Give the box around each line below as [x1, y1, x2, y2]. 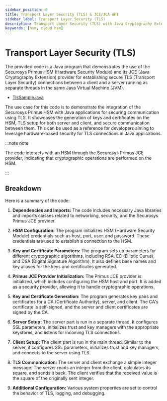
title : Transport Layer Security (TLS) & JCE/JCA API [5, 12, 119, 17]
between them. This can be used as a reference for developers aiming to [5, 125, 154, 131]
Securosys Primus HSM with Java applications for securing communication [5, 109, 159, 115]
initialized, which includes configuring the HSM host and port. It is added [12, 278, 162, 284]
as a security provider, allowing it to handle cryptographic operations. [12, 284, 155, 290]
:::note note [5, 140, 29, 146]
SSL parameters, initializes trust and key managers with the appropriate [12, 324, 159, 330]
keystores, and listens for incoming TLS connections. [12, 329, 121, 335]
